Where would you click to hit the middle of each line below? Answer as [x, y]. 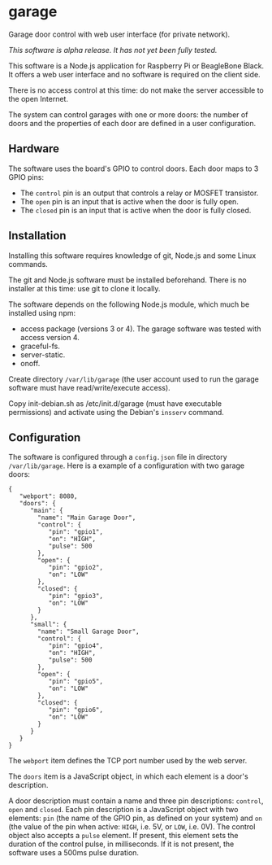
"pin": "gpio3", [76, 596]
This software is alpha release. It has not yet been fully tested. [113, 50]
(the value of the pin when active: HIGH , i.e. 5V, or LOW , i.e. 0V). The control [132, 827]
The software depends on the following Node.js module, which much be [129, 304]
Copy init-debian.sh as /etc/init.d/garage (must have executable [115, 403]
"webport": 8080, [49, 496]
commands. [28, 264]
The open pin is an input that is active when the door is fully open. [130, 201]
